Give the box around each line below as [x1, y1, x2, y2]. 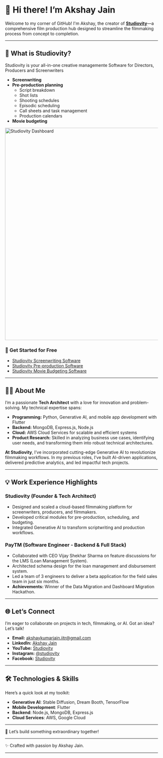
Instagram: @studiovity [12, 650, 60, 656]
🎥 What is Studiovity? [5, 49, 71, 58]
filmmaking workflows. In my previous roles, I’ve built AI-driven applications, [5, 454, 158, 460]
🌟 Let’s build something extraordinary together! [5, 729, 99, 735]
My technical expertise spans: [21, 405, 82, 411]
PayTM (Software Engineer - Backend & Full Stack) [5, 542, 127, 548]
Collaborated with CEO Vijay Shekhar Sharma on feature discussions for [12, 553, 156, 559]
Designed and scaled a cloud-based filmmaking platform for [12, 504, 132, 510]
